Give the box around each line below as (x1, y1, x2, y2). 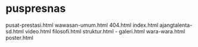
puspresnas (5, 2, 66, 15)
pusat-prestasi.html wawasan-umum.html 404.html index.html (5, 21, 159, 29)
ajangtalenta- (159, 21, 193, 29)
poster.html (5, 34, 33, 41)
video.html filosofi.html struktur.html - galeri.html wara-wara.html (25, 27, 185, 35)
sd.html (5, 27, 24, 35)
